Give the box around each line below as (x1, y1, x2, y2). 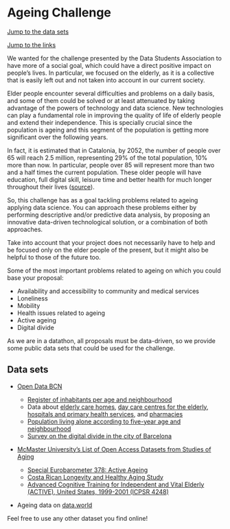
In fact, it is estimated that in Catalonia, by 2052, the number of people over (7, 146, 221, 154)
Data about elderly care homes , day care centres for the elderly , (27, 403, 209, 411)
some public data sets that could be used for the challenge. (7, 344, 175, 352)
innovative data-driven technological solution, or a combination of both (7, 218, 208, 226)
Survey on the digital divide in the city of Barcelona (27, 432, 172, 440)
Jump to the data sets (7, 27, 69, 36)
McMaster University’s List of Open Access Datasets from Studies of (16, 445, 211, 454)
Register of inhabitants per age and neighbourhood (27, 395, 172, 403)
